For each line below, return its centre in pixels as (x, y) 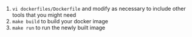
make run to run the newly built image (59, 27)
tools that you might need (44, 15)
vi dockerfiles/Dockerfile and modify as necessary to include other (99, 9)
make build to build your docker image (60, 21)
